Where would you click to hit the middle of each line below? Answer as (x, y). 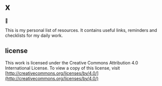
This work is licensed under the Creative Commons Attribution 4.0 (72, 62)
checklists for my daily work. (34, 35)
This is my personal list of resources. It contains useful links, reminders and (81, 30)
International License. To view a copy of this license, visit (62, 68)
